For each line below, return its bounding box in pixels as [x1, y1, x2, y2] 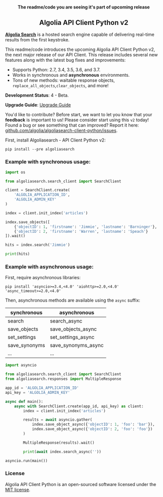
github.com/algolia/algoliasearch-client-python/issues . [5, 128, 118, 134]
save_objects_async [49, 326, 97, 332]
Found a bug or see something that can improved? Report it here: [5, 122, 139, 128]
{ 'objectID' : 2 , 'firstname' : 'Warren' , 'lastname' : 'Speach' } [14, 229, 149, 234]
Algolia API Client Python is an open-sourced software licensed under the [5, 481, 157, 487]
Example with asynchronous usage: [5, 263, 94, 270]
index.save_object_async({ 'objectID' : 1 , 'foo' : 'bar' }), [31, 422, 155, 427]
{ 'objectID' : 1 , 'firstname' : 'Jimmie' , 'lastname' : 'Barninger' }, [14, 224, 157, 229]
